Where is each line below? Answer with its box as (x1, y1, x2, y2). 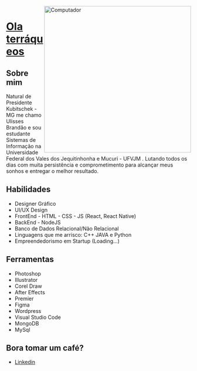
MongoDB (14, 319, 39, 327)
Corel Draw (14, 282, 42, 290)
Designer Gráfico (14, 200, 56, 207)
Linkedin (14, 359, 36, 366)
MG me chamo (6, 111, 42, 118)
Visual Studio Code (14, 314, 62, 321)
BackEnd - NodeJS (14, 219, 61, 226)
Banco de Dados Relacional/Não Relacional (14, 225, 119, 232)
